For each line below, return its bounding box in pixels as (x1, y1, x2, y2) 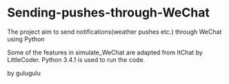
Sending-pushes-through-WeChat (7, 5, 210, 21)
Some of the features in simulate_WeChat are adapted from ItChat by (7, 48, 203, 56)
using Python (7, 34, 45, 43)
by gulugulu (7, 69, 41, 77)
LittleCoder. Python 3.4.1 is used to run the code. (7, 55, 146, 63)
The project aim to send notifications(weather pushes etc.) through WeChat (7, 28, 222, 36)
